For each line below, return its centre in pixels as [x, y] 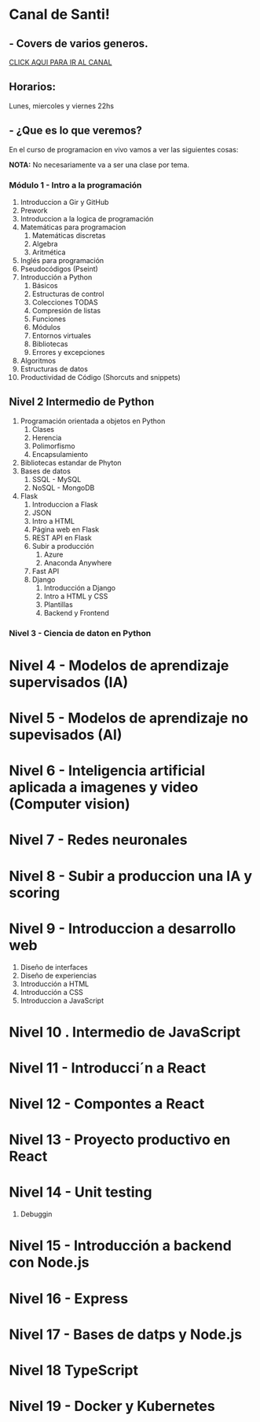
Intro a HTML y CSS [76, 596]
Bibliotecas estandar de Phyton [71, 462]
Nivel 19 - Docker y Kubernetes [112, 1406]
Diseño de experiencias [59, 975]
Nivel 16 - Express [69, 1298]
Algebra [45, 243]
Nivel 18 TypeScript [73, 1370]
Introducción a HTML [55, 984]
